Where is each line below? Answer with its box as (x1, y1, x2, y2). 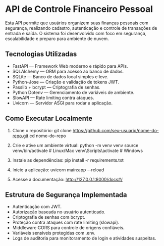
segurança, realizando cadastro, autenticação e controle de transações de (5, 25, 158, 31)
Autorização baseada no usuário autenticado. (12, 209, 106, 215)
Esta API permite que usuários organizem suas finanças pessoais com (5, 20, 149, 26)
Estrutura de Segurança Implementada (5, 191, 127, 199)
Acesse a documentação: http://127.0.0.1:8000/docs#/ (12, 176, 123, 182)
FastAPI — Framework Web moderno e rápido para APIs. (12, 63, 128, 69)
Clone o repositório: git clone (12, 127, 72, 133)
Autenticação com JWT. (12, 204, 62, 210)
